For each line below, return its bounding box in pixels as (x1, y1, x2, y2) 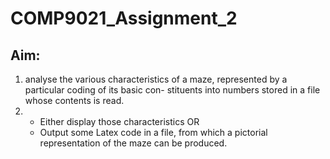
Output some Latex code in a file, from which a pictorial (39, 127, 268, 138)
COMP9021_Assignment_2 (10, 7, 238, 30)
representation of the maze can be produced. (39, 137, 228, 149)
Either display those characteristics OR (39, 116, 200, 127)
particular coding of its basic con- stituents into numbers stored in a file (24, 84, 321, 96)
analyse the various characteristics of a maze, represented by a (24, 73, 288, 85)
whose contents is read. (24, 95, 125, 106)
